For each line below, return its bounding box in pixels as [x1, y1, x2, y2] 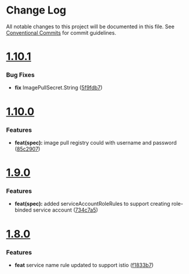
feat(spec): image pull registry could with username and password [14, 139, 177, 146]
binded [14, 206, 32, 213]
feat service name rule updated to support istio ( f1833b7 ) [14, 261, 154, 268]
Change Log [6, 4, 66, 17]
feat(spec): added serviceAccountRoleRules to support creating [14, 201, 170, 208]
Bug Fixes [6, 71, 35, 79]
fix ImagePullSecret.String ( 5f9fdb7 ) [14, 84, 103, 91]
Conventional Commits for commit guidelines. [6, 29, 116, 36]
